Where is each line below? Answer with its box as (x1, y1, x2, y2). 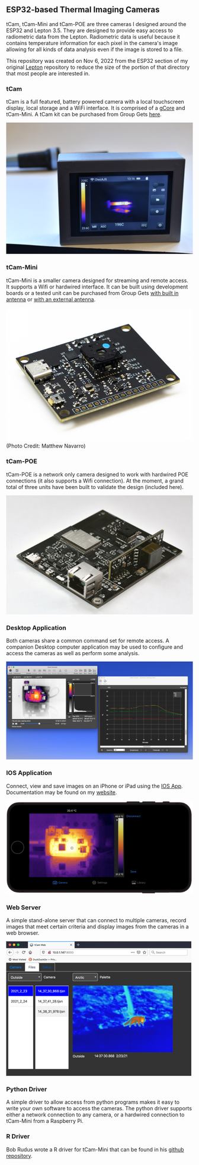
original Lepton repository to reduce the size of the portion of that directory (6, 64, 190, 71)
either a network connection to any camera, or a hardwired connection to (6, 1111, 185, 1118)
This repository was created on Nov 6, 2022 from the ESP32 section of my (6, 57, 188, 64)
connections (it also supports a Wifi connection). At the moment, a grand (6, 477, 184, 484)
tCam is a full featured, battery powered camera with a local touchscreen (6, 98, 185, 106)
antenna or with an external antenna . (6, 296, 96, 303)
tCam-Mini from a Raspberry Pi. (6, 1118, 84, 1125)
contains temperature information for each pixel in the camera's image (6, 39, 178, 46)
